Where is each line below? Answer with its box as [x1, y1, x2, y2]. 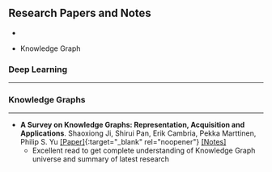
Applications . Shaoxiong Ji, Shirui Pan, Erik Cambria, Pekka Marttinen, [19, 128, 257, 138]
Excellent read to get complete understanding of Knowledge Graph [32, 145, 256, 156]
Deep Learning [8, 64, 68, 75]
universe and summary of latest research [32, 154, 170, 164]
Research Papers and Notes [8, 6, 151, 20]
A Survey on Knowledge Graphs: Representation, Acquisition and [19, 120, 245, 130]
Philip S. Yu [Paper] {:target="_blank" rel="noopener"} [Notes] [19, 137, 227, 147]
